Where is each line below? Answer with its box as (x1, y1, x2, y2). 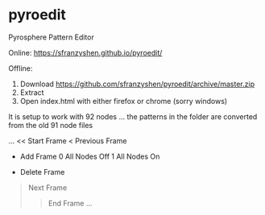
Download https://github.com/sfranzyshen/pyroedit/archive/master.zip (19, 79, 255, 89)
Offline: (8, 63, 33, 73)
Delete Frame (19, 167, 65, 176)
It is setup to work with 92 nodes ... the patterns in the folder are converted (8, 111, 258, 122)
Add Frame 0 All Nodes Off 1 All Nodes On (19, 151, 160, 161)
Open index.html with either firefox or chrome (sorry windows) (19, 96, 228, 105)
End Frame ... (48, 198, 93, 208)
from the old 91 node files (8, 120, 93, 130)
